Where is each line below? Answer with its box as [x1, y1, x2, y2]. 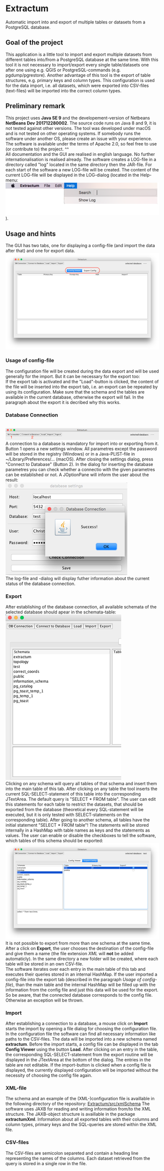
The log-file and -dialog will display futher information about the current [5, 575, 150, 581]
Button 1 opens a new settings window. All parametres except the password [5, 445, 157, 452]
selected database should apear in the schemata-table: [5, 609, 116, 615]
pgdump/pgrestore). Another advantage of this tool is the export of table [5, 72, 151, 78]
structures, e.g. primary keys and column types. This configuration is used [5, 77, 155, 83]
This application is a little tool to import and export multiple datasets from [5, 51, 152, 57]
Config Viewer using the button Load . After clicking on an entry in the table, [5, 1046, 159, 1052]
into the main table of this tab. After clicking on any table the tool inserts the [5, 786, 158, 792]
